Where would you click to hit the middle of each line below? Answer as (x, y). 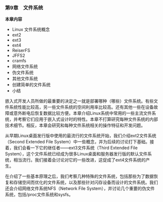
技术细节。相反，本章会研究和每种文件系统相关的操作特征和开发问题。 (75, 125)
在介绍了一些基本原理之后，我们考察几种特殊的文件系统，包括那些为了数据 (79, 176)
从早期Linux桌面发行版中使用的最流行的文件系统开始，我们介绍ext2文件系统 (81, 136)
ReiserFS (21, 50)
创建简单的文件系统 (31, 85)
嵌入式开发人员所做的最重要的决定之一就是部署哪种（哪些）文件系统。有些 (79, 101)
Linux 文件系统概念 (31, 30)
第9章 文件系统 (24, 7)
